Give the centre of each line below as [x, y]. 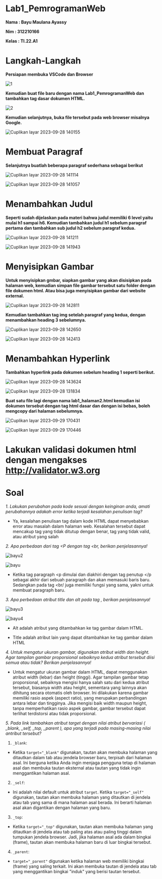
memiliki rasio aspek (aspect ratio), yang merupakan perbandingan [80, 698]
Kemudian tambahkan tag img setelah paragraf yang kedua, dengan [76, 315]
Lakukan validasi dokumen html [71, 450]
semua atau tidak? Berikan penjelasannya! [48, 662]
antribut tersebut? [24, 733]
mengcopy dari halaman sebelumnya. [45, 411]
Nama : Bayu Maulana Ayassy [36, 22]
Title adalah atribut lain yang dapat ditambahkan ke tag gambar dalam [82, 637]
